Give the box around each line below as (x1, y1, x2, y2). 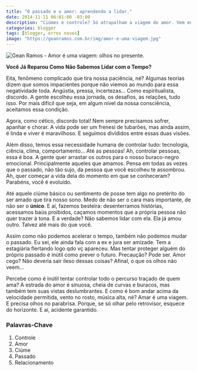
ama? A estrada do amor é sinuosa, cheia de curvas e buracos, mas (6, 281, 170, 288)
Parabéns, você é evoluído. (6, 178, 72, 185)
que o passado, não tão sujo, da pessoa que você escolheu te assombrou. (6, 166, 186, 173)
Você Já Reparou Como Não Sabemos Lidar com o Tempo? (6, 63, 152, 70)
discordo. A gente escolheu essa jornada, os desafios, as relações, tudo (6, 93, 181, 100)
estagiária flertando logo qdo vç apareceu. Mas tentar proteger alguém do (6, 245, 186, 252)
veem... (6, 264, 25, 271)
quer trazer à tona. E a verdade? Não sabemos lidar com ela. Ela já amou (6, 215, 182, 222)
